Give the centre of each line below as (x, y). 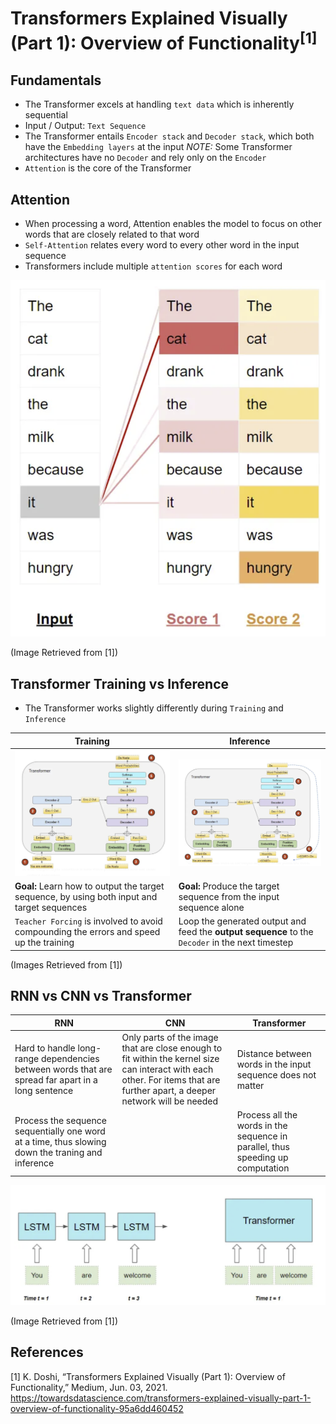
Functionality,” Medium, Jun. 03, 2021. (89, 1387)
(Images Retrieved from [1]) (66, 964)
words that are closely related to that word (112, 234)
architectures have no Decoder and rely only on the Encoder (145, 158)
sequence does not (276, 1074)
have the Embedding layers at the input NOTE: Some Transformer (158, 147)
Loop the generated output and (242, 921)
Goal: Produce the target (229, 886)
